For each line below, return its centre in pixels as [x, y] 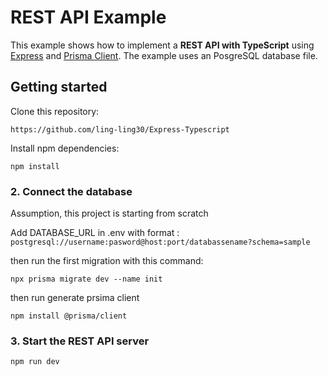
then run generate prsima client [75, 298]
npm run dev [35, 362]
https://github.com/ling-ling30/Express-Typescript [120, 129]
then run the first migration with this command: [107, 261]
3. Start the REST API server [80, 341]
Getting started [59, 87]
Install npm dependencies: [65, 148]
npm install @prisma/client [69, 316]
